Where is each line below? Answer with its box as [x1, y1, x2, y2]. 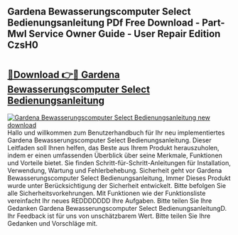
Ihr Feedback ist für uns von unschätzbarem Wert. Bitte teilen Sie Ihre [7, 211, 211, 220]
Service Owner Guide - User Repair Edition [28, 28, 221, 40]
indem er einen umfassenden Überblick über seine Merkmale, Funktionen [7, 151, 222, 160]
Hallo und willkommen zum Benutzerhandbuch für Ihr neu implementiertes [7, 128, 225, 137]
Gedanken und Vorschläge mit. [7, 219, 98, 227]
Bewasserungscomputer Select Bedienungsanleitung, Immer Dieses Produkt [7, 174, 231, 182]
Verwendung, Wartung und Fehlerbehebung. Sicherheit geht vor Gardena [7, 167, 222, 174]
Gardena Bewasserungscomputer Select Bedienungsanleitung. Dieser [7, 136, 212, 145]
